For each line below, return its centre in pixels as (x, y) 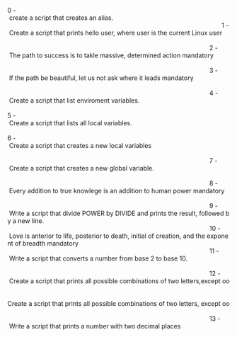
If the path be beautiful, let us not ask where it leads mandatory (101, 78)
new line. (31, 221)
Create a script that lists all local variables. (70, 123)
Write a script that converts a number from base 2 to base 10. (98, 258)
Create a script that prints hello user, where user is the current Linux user (116, 33)
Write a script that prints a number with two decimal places (95, 326)
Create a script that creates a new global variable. (81, 168)
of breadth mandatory (47, 243)
